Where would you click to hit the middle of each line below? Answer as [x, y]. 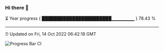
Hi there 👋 [17, 8]
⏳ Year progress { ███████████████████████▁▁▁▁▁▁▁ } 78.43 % [81, 18]
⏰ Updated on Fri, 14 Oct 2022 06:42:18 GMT [51, 34]
